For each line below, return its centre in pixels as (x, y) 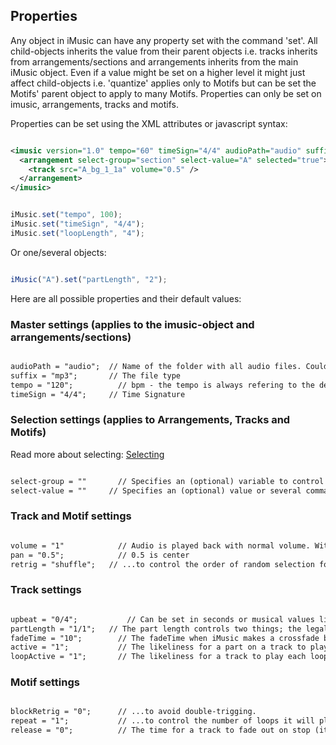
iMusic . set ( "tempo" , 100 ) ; (66, 215)
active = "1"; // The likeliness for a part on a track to (158, 647)
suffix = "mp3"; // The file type (96, 375)
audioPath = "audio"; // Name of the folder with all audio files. (156, 366)
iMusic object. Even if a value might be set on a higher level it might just (158, 72)
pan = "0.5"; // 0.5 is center (100, 555)
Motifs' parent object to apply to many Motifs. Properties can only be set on (166, 93)
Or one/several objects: (58, 252)
